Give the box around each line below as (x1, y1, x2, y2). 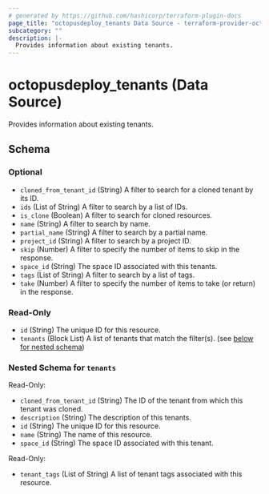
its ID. (19, 193, 39, 203)
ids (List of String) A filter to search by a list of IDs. (19, 202, 188, 211)
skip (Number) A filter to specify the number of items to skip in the (19, 244, 240, 254)
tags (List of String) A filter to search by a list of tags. (19, 270, 195, 279)
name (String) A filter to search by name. (19, 219, 151, 228)
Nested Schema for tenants (8, 362, 117, 373)
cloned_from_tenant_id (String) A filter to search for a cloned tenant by (19, 185, 254, 195)
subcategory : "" (8, 26, 62, 34)
